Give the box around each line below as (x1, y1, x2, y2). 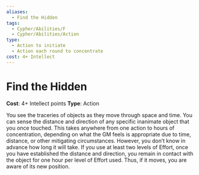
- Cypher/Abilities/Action (11, 31, 79, 37)
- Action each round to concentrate (11, 48, 103, 54)
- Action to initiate (11, 43, 66, 49)
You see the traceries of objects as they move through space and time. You (6, 111, 192, 118)
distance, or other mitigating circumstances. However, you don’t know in (6, 137, 186, 144)
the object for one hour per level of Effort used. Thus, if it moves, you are (6, 156, 187, 164)
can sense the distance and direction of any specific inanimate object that (6, 118, 189, 125)
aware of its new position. (6, 162, 70, 170)
